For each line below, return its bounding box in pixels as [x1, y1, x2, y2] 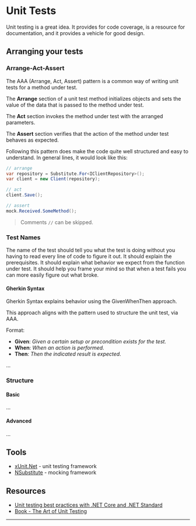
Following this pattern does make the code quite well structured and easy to [6, 147, 188, 154]
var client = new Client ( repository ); [6, 176, 100, 182]
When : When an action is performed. [14, 344, 104, 352]
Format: [6, 326, 25, 334]
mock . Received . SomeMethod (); [6, 208, 77, 214]
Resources [6, 486, 46, 496]
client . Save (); [6, 192, 43, 198]
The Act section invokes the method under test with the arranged [6, 112, 163, 119]
